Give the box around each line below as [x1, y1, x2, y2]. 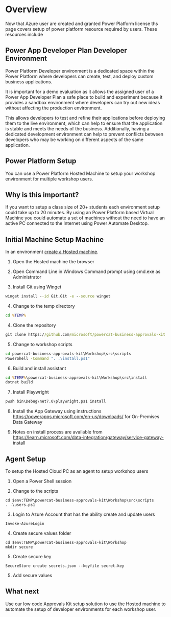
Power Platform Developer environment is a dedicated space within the [5, 67, 155, 74]
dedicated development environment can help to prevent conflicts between [5, 131, 164, 137]
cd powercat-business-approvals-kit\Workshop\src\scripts [5, 351, 131, 356]
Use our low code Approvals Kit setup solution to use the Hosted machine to [5, 601, 166, 607]
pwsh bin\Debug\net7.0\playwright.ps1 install [5, 399, 106, 404]
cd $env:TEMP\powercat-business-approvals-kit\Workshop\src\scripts [5, 498, 154, 503]
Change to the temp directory [12, 303, 75, 309]
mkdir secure [5, 544, 33, 550]
